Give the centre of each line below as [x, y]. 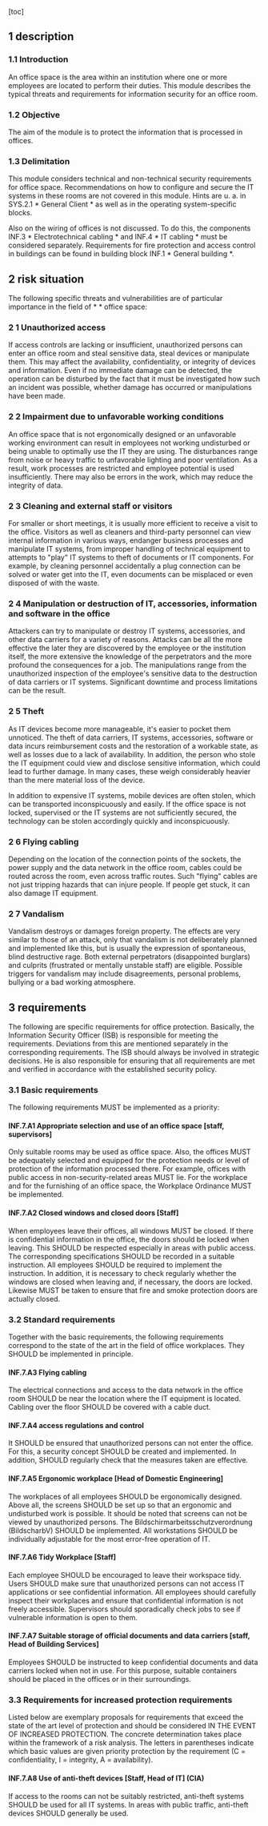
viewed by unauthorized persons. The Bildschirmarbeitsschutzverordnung [131, 1522]
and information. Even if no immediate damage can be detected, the [120, 371]
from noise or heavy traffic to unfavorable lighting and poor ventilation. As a [133, 460]
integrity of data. [36, 485]
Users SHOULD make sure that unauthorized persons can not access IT [126, 1583]
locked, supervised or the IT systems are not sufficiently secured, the [123, 813]
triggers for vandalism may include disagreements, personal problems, [125, 974]
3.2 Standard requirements [62, 1319]
